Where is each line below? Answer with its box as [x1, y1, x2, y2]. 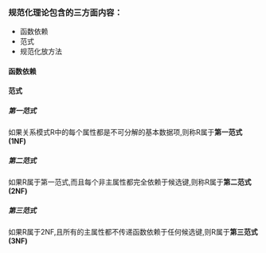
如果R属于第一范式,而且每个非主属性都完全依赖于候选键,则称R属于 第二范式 [8, 177, 252, 187]
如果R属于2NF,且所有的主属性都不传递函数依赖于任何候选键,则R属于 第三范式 [8, 227, 258, 237]
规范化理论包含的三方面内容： [8, 6, 123, 18]
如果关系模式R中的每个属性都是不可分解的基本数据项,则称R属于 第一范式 [8, 128, 243, 137]
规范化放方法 [19, 46, 62, 57]
